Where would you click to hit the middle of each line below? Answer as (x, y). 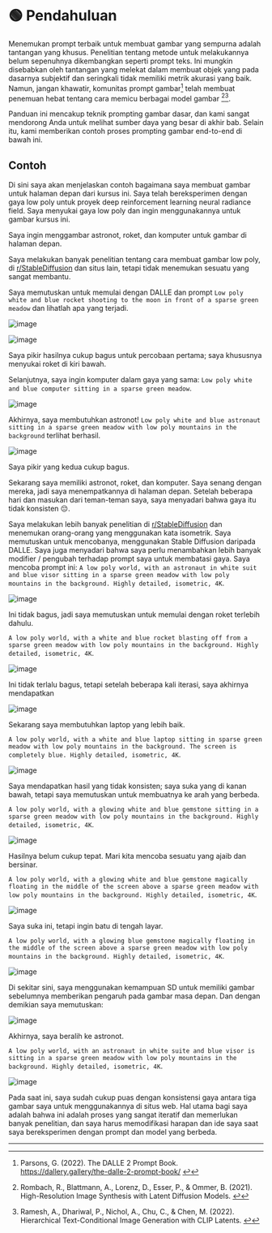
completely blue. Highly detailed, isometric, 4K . (95, 755)
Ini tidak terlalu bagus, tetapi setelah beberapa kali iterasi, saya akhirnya (129, 685)
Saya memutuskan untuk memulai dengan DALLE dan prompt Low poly (126, 292)
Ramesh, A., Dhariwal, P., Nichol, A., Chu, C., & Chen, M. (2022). (127, 1212)
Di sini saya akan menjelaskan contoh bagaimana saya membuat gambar (130, 185)
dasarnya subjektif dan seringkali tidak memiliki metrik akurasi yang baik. (130, 78)
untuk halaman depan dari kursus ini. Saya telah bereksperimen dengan (128, 194)
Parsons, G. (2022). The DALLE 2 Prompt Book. (99, 1163)
